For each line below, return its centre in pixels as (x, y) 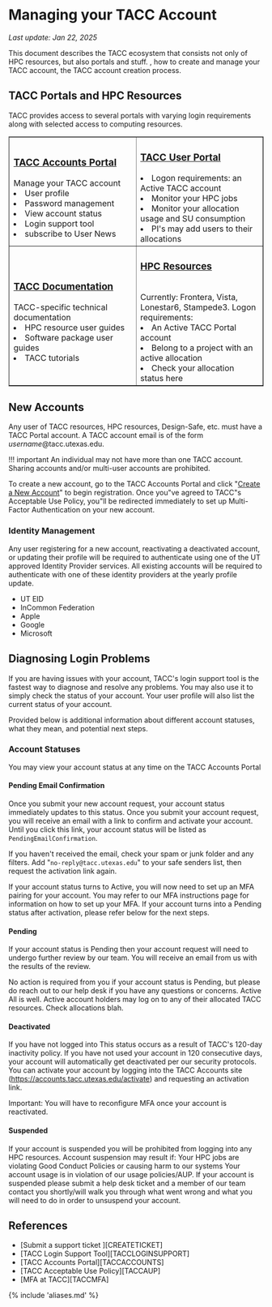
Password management (70, 203)
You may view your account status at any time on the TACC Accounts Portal (135, 767)
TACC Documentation (64, 286)
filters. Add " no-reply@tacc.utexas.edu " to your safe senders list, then (125, 863)
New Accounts (47, 407)
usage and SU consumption (193, 218)
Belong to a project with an (202, 348)
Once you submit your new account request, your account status (117, 803)
